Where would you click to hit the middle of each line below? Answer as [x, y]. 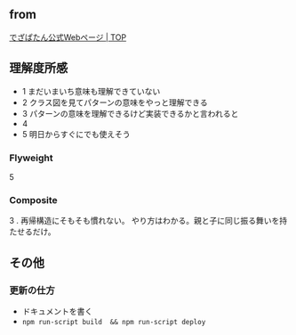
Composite [33, 200]
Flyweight [31, 158]
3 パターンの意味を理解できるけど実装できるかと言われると [130, 113]
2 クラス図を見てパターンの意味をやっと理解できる [115, 102]
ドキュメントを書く [57, 311]
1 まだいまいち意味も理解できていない [91, 91]
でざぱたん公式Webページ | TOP [68, 37]
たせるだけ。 [32, 232]
